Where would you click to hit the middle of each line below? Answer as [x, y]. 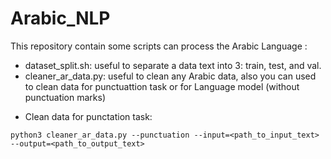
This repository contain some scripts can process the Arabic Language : [159, 46]
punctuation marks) [65, 97]
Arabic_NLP [60, 18]
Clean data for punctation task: [88, 116]
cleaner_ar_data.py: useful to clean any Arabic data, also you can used [170, 76]
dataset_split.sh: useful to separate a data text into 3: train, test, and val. [173, 65]
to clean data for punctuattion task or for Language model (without [162, 86]
